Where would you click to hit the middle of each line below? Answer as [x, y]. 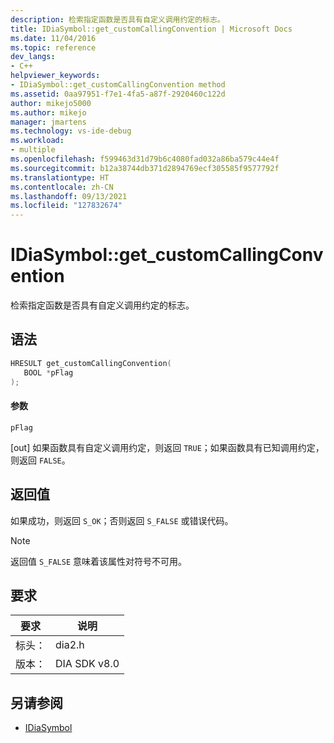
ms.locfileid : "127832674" [66, 206]
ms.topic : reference [53, 47]
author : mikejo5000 [51, 103]
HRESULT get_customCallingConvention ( [91, 363]
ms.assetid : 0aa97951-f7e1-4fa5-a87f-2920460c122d [118, 94]
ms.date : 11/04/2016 [53, 38]
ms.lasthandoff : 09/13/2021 [69, 196]
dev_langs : [33, 57]
